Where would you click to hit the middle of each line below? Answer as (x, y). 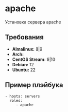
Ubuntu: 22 (24, 70)
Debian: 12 (23, 64)
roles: (16, 100)
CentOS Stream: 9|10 (34, 59)
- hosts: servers (23, 96)
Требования (24, 37)
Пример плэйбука (34, 85)
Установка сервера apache (33, 22)
